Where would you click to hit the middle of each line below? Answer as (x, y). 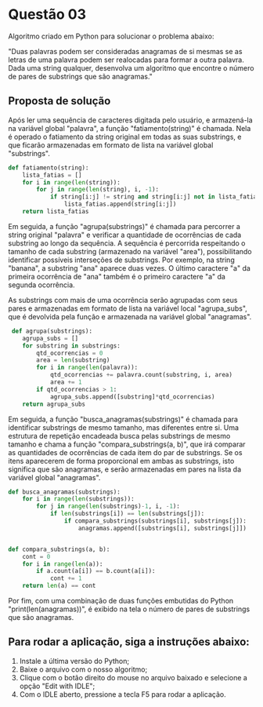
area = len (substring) (73, 360)
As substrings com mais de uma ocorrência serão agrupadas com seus (123, 300)
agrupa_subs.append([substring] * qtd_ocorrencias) (132, 397)
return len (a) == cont (59, 586)
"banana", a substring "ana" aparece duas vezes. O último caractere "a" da (129, 268)
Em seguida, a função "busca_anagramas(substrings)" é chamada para (123, 419)
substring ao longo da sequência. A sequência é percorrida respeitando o (127, 243)
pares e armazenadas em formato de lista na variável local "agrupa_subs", (128, 308)
